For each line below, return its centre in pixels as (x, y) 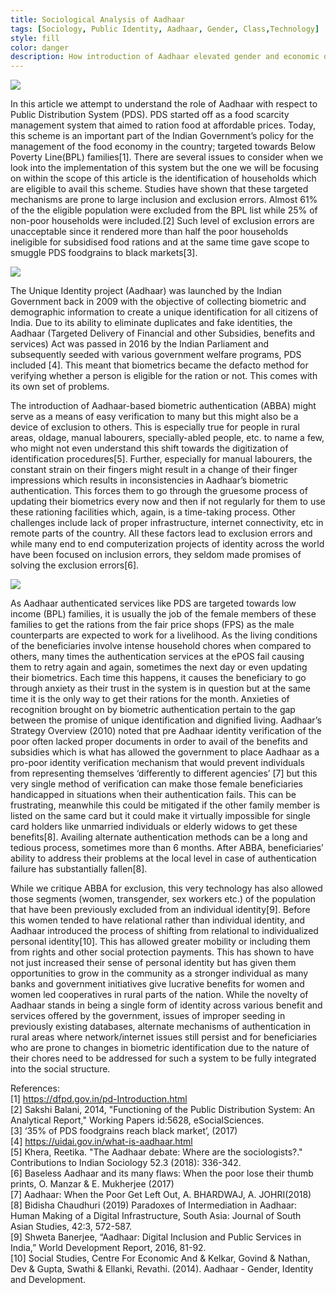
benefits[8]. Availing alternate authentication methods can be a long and (159, 837)
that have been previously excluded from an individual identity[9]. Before (160, 910)
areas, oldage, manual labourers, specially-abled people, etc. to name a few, (167, 438)
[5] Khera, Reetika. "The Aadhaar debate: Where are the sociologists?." (156, 1152)
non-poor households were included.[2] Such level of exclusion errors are (162, 221)
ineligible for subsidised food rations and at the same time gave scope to (160, 242)
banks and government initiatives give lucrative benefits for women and (157, 984)
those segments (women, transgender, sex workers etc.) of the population (163, 899)
